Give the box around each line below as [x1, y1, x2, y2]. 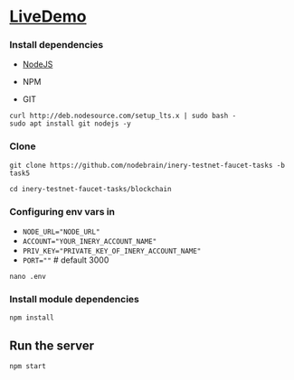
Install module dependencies [9, 293, 140, 305]
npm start [9, 362, 47, 371]
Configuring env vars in [9, 205, 116, 218]
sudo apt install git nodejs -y [9, 119, 131, 128]
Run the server [9, 338, 95, 353]
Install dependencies [9, 39, 104, 51]
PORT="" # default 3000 [22, 255, 109, 265]
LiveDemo [9, 6, 88, 27]
